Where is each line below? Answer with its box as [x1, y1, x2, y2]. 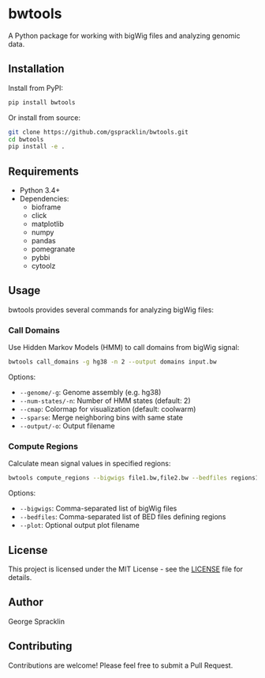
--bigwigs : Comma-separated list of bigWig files [19, 503, 177, 514]
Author [8, 596, 43, 609]
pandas [31, 236, 57, 246]
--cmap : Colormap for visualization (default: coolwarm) [19, 405, 196, 414]
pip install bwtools [8, 98, 77, 107]
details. [8, 573, 32, 582]
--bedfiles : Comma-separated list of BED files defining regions [19, 512, 226, 522]
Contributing [8, 639, 73, 653]
